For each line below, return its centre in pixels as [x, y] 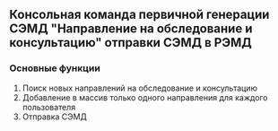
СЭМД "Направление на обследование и [131, 29]
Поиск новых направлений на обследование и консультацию [140, 88]
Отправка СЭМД [54, 117]
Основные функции [55, 68]
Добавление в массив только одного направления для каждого [145, 97]
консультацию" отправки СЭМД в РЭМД [131, 43]
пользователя [49, 107]
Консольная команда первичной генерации [139, 15]
